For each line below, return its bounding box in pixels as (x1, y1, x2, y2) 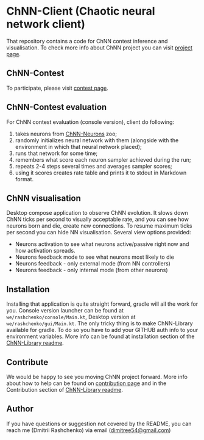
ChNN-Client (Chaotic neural (6, 4, 155, 18)
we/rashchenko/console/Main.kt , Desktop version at (6, 313, 136, 321)
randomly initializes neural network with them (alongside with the (15, 136, 179, 144)
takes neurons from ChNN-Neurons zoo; (15, 130, 118, 137)
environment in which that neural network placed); (15, 143, 142, 150)
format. (15, 175, 34, 182)
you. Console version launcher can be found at (6, 307, 124, 314)
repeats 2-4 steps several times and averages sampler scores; (15, 162, 172, 170)
